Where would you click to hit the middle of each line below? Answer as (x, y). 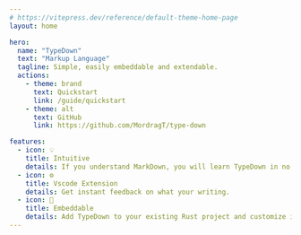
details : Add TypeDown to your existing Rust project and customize (156, 217)
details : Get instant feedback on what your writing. (128, 192)
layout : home (34, 26)
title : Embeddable (60, 209)
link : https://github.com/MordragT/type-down (119, 126)
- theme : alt (50, 109)
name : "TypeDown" (50, 50)
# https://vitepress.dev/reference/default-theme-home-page (124, 17)
